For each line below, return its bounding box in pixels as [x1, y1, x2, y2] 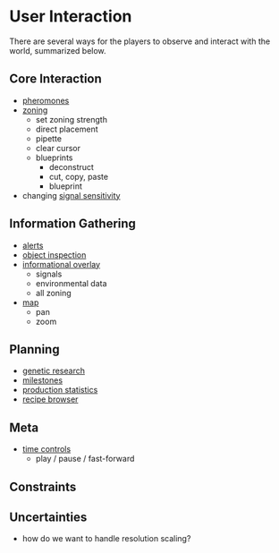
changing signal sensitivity [21, 190, 121, 200]
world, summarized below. [9, 45, 106, 55]
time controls [21, 444, 72, 455]
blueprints [35, 152, 73, 163]
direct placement [35, 123, 98, 134]
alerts [21, 240, 44, 251]
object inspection [21, 249, 87, 260]
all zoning [35, 287, 72, 298]
